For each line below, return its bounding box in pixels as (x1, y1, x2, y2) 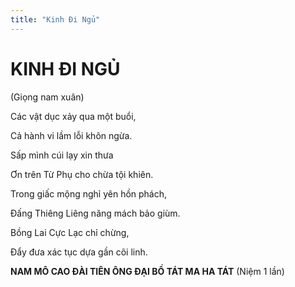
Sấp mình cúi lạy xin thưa (10, 149, 114, 161)
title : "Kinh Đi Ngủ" (10, 14, 101, 25)
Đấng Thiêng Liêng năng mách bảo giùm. (10, 207, 181, 219)
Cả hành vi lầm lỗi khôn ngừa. (10, 129, 133, 141)
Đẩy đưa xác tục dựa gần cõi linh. (10, 246, 148, 258)
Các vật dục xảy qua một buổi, (10, 110, 137, 122)
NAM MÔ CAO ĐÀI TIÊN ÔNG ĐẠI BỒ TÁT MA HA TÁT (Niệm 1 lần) (10, 265, 285, 277)
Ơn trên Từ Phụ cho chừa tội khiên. (10, 168, 154, 180)
